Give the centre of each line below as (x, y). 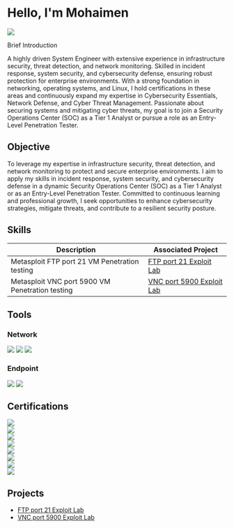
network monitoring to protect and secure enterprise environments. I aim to (115, 171)
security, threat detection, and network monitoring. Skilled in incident (106, 66)
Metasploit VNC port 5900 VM (61, 281)
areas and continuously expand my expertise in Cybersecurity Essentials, (112, 95)
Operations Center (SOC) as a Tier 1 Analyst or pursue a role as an (102, 118)
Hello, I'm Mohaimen (68, 13)
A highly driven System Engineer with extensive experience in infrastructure (116, 58)
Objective (29, 147)
